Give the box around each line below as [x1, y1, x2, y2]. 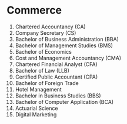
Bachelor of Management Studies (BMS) [15, 42, 113, 49]
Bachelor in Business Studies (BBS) [15, 92, 102, 99]
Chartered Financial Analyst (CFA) [15, 60, 98, 68]
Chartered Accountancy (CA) [15, 23, 86, 30]
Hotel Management [15, 86, 62, 93]
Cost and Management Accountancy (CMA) [15, 54, 122, 61]
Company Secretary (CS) [15, 29, 76, 36]
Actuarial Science [15, 105, 58, 112]
